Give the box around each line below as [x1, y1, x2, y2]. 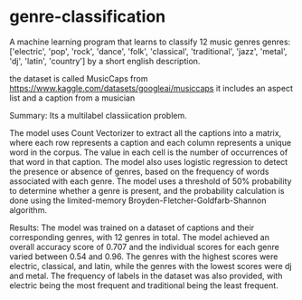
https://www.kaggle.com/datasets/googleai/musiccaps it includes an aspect [9, 82, 294, 93]
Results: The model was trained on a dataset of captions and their [9, 222, 255, 233]
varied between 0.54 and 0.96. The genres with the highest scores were [9, 251, 278, 262]
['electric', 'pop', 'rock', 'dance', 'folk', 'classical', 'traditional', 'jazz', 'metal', [9, 45, 288, 56]
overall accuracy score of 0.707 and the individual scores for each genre [9, 241, 280, 252]
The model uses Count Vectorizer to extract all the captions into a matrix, [9, 127, 282, 138]
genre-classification [9, 6, 165, 27]
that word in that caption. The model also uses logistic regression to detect [9, 156, 288, 167]
